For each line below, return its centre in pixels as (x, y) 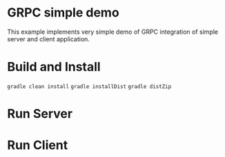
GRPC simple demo (63, 13)
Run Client (38, 145)
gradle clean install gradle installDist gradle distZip (89, 86)
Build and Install (54, 67)
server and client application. (48, 39)
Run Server (40, 114)
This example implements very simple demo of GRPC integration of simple (113, 32)
